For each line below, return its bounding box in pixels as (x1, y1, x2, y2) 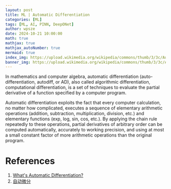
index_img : (5, 55, 28, 60)
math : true (5, 36, 28, 41)
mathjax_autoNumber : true (5, 45, 60, 50)
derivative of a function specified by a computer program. (5, 90, 127, 96)
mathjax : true (5, 41, 36, 46)
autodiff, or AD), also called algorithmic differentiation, (37, 79, 151, 85)
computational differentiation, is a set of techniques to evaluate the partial (5, 85, 160, 91)
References (5, 155, 55, 167)
